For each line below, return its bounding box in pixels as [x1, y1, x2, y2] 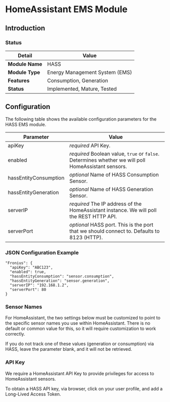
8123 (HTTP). [69, 234, 103, 241]
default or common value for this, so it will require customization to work [5, 325, 156, 332]
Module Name [8, 60, 42, 67]
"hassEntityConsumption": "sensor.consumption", [10, 274, 114, 279]
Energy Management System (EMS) [47, 68, 133, 76]
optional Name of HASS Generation [69, 186, 153, 193]
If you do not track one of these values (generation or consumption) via [5, 341, 154, 347]
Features [8, 77, 30, 84]
